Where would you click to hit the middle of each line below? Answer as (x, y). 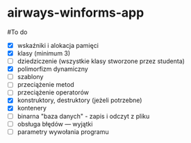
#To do (17, 32)
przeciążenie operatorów (53, 92)
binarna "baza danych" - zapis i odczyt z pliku (83, 116)
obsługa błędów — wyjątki (55, 124)
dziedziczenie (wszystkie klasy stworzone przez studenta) (101, 61)
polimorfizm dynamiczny (52, 69)
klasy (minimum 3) (44, 53)
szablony (30, 77)
